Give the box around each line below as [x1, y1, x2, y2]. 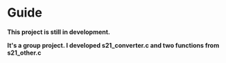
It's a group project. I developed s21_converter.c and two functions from [7, 41, 220, 49]
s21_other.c [7, 48, 42, 57]
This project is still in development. [7, 28, 111, 36]
